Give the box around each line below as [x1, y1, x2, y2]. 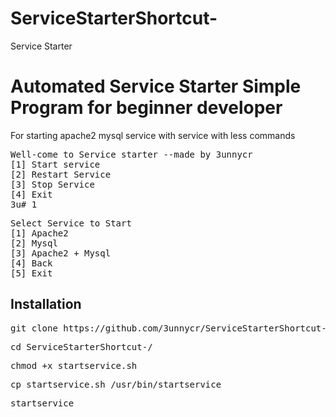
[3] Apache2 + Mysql [10, 247, 112, 259]
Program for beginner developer [10, 97, 283, 119]
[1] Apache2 [10, 227, 69, 239]
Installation [10, 296, 82, 313]
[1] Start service [10, 158, 101, 170]
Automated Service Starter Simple [10, 75, 302, 98]
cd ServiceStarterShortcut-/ [10, 341, 153, 352]
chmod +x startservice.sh [10, 360, 138, 371]
